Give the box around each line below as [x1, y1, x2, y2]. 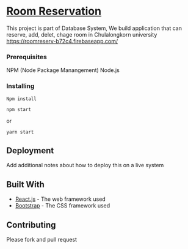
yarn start [6, 129, 34, 135]
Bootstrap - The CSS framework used [15, 202, 110, 209]
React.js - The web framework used [15, 195, 106, 203]
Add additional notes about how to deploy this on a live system [6, 162, 164, 169]
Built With [6, 179, 45, 190]
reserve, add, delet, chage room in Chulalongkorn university [6, 31, 157, 38]
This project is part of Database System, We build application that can [6, 24, 182, 32]
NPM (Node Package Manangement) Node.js [6, 67, 120, 74]
